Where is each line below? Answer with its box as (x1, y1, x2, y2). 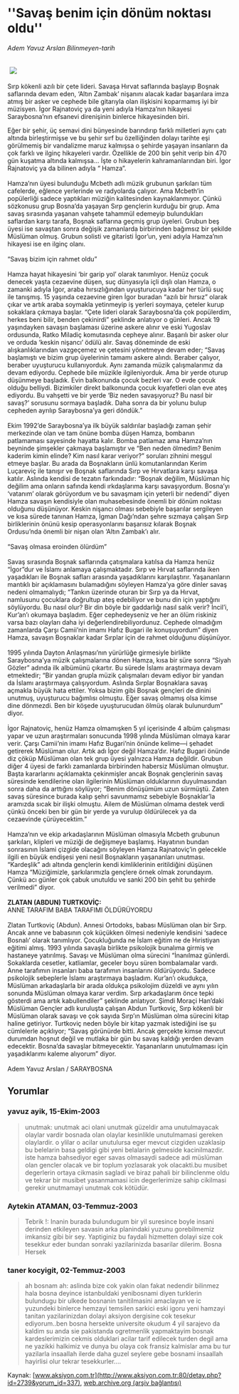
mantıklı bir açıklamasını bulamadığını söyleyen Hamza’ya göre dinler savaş (7, 580, 228, 588)
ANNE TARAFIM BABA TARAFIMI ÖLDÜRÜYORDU (7, 905, 153, 914)
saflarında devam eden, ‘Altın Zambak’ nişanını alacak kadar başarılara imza (7, 89, 229, 98)
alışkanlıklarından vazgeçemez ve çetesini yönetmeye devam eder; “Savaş (7, 345, 225, 354)
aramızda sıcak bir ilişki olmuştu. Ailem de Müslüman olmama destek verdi (7, 799, 225, 808)
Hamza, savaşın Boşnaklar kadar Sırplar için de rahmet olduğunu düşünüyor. (7, 633, 231, 642)
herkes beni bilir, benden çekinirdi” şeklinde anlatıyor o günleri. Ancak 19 (7, 315, 221, 323)
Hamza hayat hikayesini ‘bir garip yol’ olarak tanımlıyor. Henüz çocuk (7, 269, 208, 279)
